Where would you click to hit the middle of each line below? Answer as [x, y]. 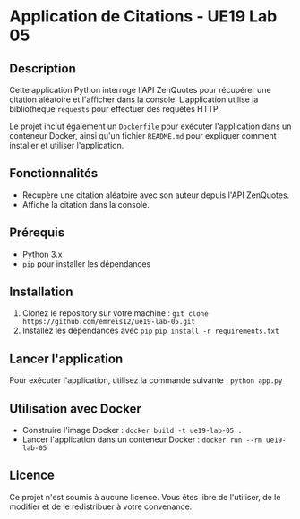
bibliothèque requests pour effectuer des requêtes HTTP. [115, 109]
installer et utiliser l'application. [67, 145]
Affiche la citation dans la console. [86, 204]
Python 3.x [42, 254]
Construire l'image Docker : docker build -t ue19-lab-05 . [132, 430]
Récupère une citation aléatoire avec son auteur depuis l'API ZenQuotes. [156, 195]
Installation [41, 292]
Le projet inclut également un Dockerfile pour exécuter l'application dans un [150, 126]
